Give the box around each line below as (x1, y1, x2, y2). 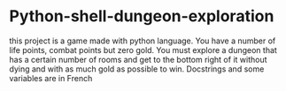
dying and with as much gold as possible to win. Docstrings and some (9, 64, 265, 74)
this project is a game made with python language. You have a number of (9, 35, 276, 46)
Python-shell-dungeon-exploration (9, 6, 274, 27)
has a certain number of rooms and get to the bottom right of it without (9, 54, 267, 64)
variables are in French (9, 72, 93, 83)
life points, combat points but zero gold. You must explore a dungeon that (9, 44, 277, 55)
